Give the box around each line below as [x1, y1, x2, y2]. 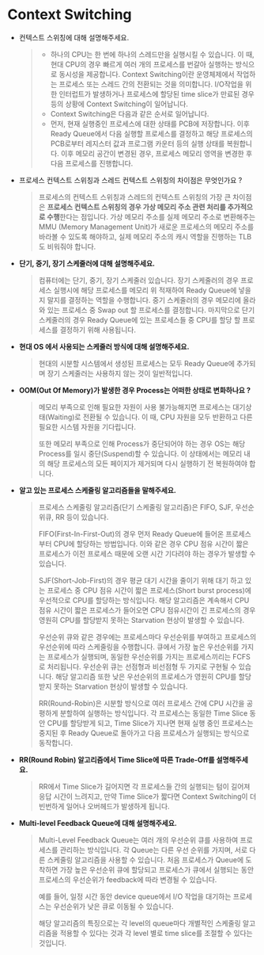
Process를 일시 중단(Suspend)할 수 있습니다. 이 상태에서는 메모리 [38, 449, 243, 458]
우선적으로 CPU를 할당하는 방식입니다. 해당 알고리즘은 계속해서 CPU [38, 595, 250, 605]
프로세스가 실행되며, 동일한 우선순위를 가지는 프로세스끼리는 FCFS [47, 651, 251, 661]
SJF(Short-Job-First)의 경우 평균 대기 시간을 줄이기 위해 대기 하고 [38, 575, 243, 585]
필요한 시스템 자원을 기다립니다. [38, 422, 136, 431]
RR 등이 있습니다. [55, 512, 109, 521]
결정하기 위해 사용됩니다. [59, 325, 136, 334]
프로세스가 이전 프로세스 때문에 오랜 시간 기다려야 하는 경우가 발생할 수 [38, 548, 256, 558]
